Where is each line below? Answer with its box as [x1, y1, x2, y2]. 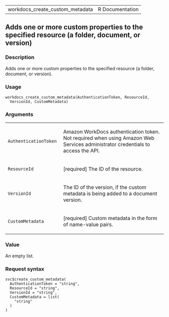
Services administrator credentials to [63, 141, 150, 148]
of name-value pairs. [63, 221, 113, 228]
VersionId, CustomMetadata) [10, 99, 69, 104]
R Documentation [98, 6, 139, 13]
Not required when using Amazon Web [63, 135, 155, 142]
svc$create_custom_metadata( [5, 277, 66, 282]
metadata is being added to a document [63, 190, 157, 197]
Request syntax [5, 265, 44, 272]
